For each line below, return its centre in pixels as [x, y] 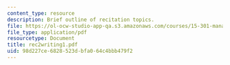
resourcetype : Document [41, 39]
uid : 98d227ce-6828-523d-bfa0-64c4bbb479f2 [70, 51]
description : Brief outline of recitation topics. [81, 20]
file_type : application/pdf [47, 32]
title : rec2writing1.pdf [42, 45]
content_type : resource [41, 13]
